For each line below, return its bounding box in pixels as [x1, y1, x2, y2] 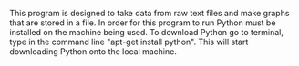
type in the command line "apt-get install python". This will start [9, 36, 249, 47]
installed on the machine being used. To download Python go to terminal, [9, 27, 284, 37]
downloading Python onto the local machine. [9, 46, 178, 57]
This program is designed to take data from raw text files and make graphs [9, 8, 290, 18]
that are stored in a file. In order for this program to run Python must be [9, 17, 276, 28]
